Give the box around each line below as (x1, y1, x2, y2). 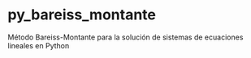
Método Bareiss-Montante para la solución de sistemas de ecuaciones (7, 32, 244, 42)
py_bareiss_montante (7, 6, 156, 24)
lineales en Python (7, 40, 70, 50)
